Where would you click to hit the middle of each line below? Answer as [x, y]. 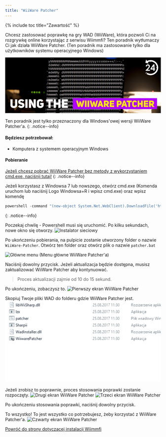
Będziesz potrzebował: [29, 138]
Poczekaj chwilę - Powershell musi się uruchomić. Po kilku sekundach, [77, 225]
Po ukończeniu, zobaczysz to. [36, 289]
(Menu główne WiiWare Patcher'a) [74, 255]
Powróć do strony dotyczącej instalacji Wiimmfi [53, 429]
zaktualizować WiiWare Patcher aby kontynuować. [57, 269]
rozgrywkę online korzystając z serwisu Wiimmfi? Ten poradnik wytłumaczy [82, 40]
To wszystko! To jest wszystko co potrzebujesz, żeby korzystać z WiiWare [81, 414]
